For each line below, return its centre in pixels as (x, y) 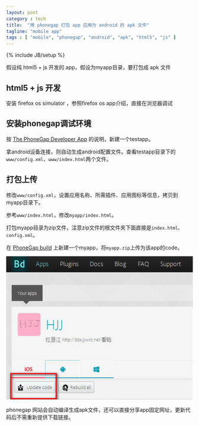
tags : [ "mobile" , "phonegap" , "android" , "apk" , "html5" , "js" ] (91, 38)
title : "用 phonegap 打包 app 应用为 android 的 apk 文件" (78, 25)
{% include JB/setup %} (36, 55)
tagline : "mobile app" (34, 31)
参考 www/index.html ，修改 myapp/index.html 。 (62, 215)
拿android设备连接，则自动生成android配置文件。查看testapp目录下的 (91, 152)
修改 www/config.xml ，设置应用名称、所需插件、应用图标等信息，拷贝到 (92, 195)
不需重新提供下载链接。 (45, 417)
